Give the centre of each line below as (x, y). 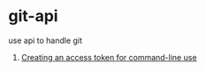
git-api (33, 16)
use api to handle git (46, 40)
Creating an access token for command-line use (109, 57)
